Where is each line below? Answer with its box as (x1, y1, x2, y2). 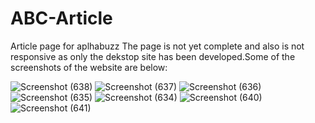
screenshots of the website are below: (10, 61, 168, 73)
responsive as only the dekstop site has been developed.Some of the (10, 50, 296, 62)
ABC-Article (10, 7, 113, 30)
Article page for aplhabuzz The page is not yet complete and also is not (10, 40, 305, 52)
